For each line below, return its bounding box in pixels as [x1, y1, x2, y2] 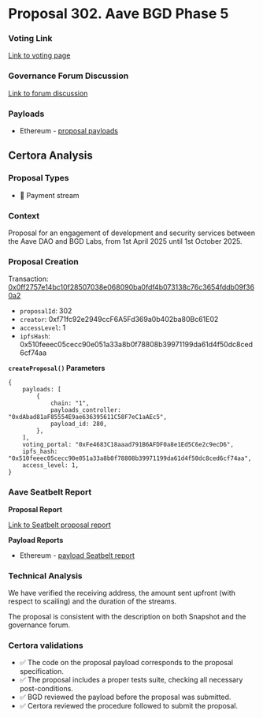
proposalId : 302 [19, 306, 72, 316]
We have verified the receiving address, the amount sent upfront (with [8, 588, 236, 597]
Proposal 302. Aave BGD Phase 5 [8, 5, 229, 23]
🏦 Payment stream [19, 190, 80, 200]
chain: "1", [50, 399, 90, 407]
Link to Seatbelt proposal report [8, 520, 112, 529]
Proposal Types [8, 173, 69, 184]
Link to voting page [8, 50, 71, 60]
